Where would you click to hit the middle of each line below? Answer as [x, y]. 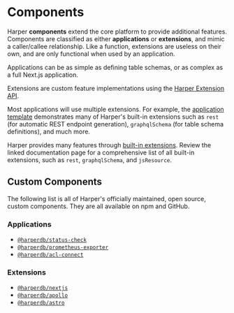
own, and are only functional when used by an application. [92, 54]
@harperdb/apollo [43, 296]
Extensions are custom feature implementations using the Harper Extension [116, 88]
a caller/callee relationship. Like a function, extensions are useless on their [115, 46]
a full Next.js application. [43, 75]
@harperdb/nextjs [43, 288]
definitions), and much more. [49, 131]
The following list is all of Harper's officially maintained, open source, [107, 198]
